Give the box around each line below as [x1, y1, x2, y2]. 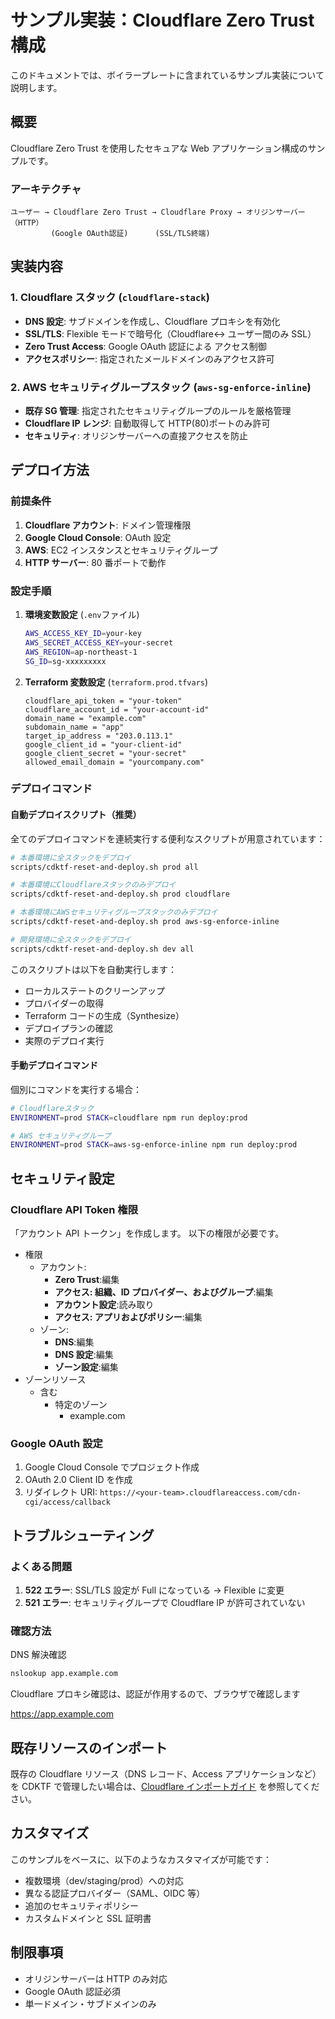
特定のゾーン [54, 1399, 108, 1411]
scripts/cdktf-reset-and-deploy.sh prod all [10, 862, 199, 872]
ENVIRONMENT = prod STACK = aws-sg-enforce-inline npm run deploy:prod [10, 1140, 298, 1150]
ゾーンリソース [24, 1374, 87, 1386]
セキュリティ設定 [10, 1170, 115, 1187]
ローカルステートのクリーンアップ [24, 984, 166, 996]
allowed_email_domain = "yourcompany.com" [24, 757, 205, 767]
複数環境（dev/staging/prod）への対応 [24, 1874, 184, 1886]
